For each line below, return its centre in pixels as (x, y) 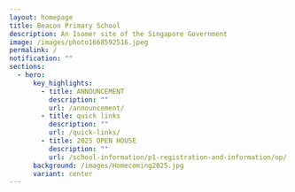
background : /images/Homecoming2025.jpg (108, 165)
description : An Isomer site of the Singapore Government (118, 34)
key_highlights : (62, 83)
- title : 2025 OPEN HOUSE (89, 141)
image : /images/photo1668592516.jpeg (79, 42)
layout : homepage (41, 17)
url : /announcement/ (86, 108)
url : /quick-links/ (85, 133)
